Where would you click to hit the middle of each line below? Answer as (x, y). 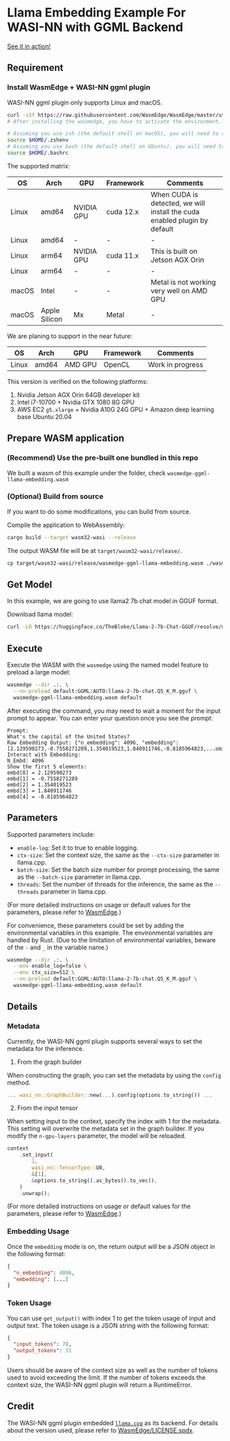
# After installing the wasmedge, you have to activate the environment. (115, 122)
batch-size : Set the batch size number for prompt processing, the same (118, 870)
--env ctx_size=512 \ (44, 973)
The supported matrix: (39, 166)
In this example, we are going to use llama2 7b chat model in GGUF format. (113, 601)
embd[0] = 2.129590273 (39, 773)
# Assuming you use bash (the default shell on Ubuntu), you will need (111, 147)
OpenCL (117, 364)
